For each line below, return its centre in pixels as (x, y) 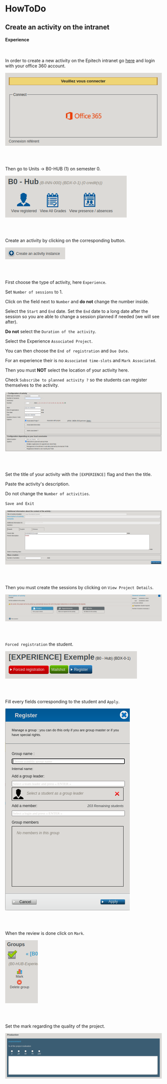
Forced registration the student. (39, 644)
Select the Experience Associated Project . (49, 341)
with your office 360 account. (36, 66)
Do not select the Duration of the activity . (51, 331)
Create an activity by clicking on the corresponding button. (65, 240)
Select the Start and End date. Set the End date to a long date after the (77, 311)
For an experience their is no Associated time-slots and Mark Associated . (81, 360)
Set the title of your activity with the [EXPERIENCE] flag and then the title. (79, 474)
